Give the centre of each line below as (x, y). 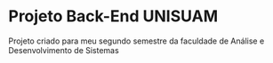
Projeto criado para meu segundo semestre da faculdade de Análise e (136, 41)
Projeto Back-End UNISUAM (113, 16)
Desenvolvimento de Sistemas (64, 50)
